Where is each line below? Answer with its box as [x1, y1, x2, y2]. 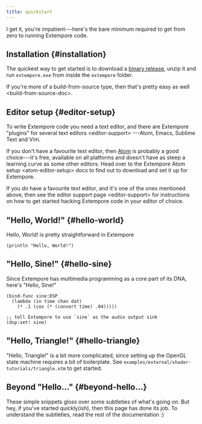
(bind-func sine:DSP [6, 293, 58, 299]
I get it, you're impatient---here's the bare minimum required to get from [6, 25, 186, 33]
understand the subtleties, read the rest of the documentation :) [6, 411, 165, 418]
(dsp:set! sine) [6, 319, 47, 325]
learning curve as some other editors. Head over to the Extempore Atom [6, 160, 186, 167]
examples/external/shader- [123, 359, 192, 365]
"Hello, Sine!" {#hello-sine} [6, 259, 112, 269]
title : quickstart [6, 8, 52, 15]
